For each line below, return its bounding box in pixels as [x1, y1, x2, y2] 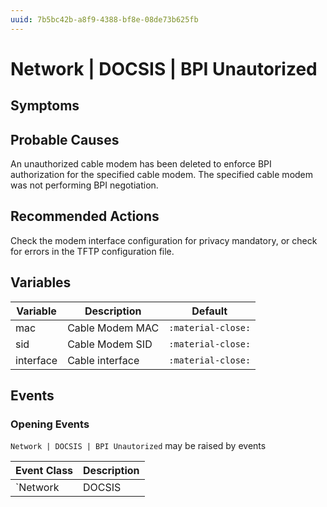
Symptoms [10, 97, 80, 115]
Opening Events [10, 417, 90, 431]
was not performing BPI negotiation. [10, 179, 159, 191]
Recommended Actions [10, 208, 160, 225]
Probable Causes [10, 131, 120, 148]
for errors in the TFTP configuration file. [10, 245, 175, 257]
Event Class [15, 464, 74, 478]
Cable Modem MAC [67, 321, 160, 335]
